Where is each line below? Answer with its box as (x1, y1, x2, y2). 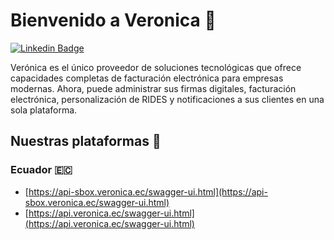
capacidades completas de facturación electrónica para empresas (10, 72, 284, 84)
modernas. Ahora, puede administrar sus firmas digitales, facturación (10, 82, 297, 94)
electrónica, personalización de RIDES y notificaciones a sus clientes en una (10, 93, 325, 105)
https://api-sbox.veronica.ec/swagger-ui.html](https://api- (28, 185, 268, 198)
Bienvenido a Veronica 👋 (10, 9, 217, 32)
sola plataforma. (10, 104, 78, 116)
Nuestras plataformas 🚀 (10, 133, 162, 150)
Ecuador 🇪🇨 (10, 163, 73, 177)
